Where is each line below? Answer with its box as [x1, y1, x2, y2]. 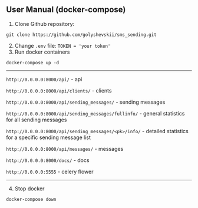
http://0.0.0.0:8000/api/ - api [6, 75, 82, 82]
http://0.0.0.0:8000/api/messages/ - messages [6, 145, 124, 152]
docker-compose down [6, 196, 57, 202]
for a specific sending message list [6, 134, 91, 141]
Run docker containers [14, 48, 70, 55]
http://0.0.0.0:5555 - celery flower [6, 168, 94, 175]
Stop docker [14, 185, 45, 192]
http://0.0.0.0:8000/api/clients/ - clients [6, 87, 112, 94]
